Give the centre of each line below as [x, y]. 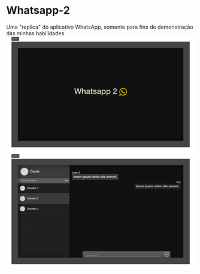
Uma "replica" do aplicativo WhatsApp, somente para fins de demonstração [100, 27]
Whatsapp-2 [38, 10]
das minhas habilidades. [36, 33]
